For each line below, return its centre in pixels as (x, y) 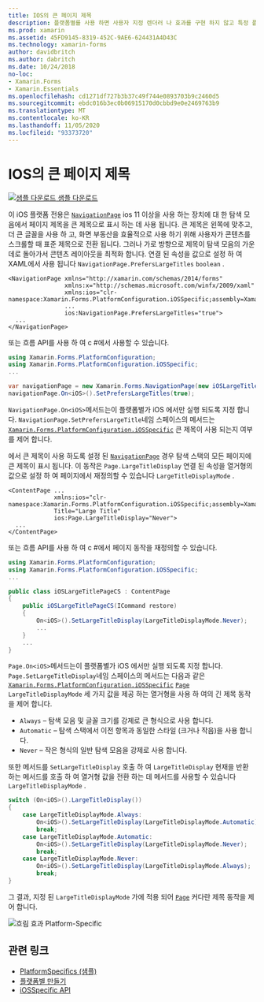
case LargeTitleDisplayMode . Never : (81, 859)
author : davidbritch (42, 52)
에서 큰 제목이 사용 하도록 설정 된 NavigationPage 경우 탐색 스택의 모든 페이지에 (130, 456)
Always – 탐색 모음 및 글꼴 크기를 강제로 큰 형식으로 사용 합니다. (116, 721)
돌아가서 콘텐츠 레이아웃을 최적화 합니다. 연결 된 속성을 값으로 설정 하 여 (132, 254)
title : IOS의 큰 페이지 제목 (50, 15)
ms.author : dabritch (42, 60)
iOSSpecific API (45, 989)
